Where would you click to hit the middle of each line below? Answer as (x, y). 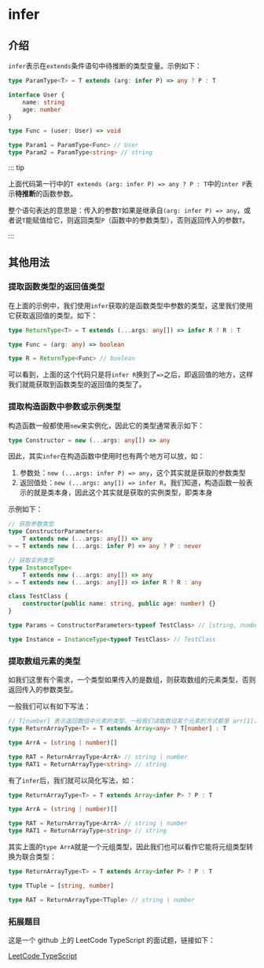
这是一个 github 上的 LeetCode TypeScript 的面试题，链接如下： (112, 940)
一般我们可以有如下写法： (49, 706)
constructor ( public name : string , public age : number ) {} (119, 604)
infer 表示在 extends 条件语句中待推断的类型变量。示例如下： (105, 66)
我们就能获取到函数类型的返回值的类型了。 (77, 385)
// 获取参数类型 (31, 524)
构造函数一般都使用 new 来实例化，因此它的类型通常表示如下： (106, 425)
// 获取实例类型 (31, 560)
